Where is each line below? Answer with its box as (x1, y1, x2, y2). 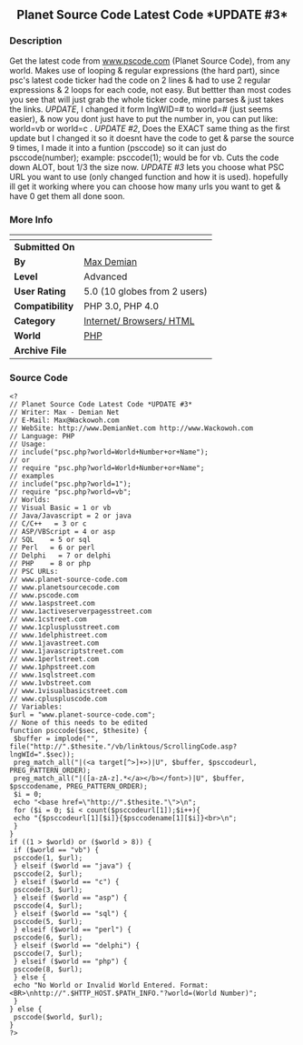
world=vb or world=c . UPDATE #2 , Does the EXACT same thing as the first (9, 123, 290, 134)
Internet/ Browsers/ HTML (83, 314, 195, 327)
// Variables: (9, 702, 64, 712)
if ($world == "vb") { (13, 846, 100, 855)
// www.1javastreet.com (9, 638, 100, 648)
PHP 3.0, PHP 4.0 (83, 299, 159, 312)
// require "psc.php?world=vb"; (9, 487, 132, 497)
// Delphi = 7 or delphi (9, 551, 112, 560)
